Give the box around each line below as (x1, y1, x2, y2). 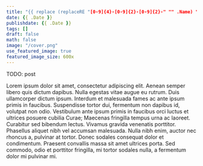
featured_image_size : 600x (6, 54, 74, 60)
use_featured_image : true (6, 48, 71, 54)
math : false (6, 37, 36, 43)
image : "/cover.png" (6, 43, 59, 49)
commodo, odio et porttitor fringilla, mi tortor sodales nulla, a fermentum (6, 146, 186, 153)
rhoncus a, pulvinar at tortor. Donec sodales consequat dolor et (6, 133, 164, 141)
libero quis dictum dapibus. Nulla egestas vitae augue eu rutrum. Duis (6, 88, 180, 95)
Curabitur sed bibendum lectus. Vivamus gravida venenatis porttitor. (6, 120, 176, 127)
